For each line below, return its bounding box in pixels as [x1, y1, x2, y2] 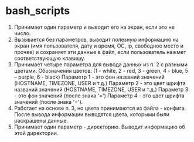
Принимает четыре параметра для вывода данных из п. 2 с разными [13, 60, 188, 68]
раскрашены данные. [13, 117, 69, 124]
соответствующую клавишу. [13, 55, 86, 62]
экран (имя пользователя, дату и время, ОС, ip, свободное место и [13, 42, 184, 49]
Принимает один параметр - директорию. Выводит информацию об [13, 123, 185, 130]
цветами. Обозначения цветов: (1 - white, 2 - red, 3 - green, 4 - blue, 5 [13, 67, 189, 74]
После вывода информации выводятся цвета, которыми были [13, 110, 170, 118]
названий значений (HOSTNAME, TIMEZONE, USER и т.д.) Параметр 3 [13, 86, 189, 93]
